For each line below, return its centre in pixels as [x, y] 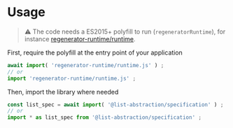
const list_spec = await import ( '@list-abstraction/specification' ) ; [115, 105]
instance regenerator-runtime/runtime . [80, 38]
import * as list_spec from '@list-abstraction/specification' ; [104, 118]
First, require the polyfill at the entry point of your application [95, 52]
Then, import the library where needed [63, 92]
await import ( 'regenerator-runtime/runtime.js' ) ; [86, 65]
